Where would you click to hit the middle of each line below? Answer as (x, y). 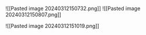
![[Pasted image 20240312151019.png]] (53, 26)
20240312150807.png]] (34, 15)
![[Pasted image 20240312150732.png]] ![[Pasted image (73, 8)
